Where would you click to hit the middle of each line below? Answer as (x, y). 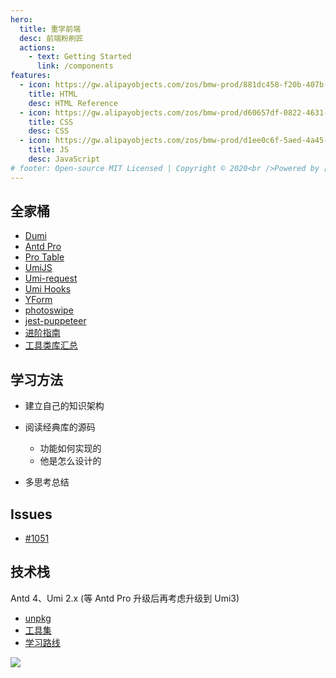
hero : (21, 19)
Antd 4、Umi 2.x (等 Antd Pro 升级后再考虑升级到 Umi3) (125, 598)
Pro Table (44, 257)
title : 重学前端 (50, 29)
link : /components (75, 66)
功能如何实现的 (70, 448)
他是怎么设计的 (70, 461)
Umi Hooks (48, 289)
